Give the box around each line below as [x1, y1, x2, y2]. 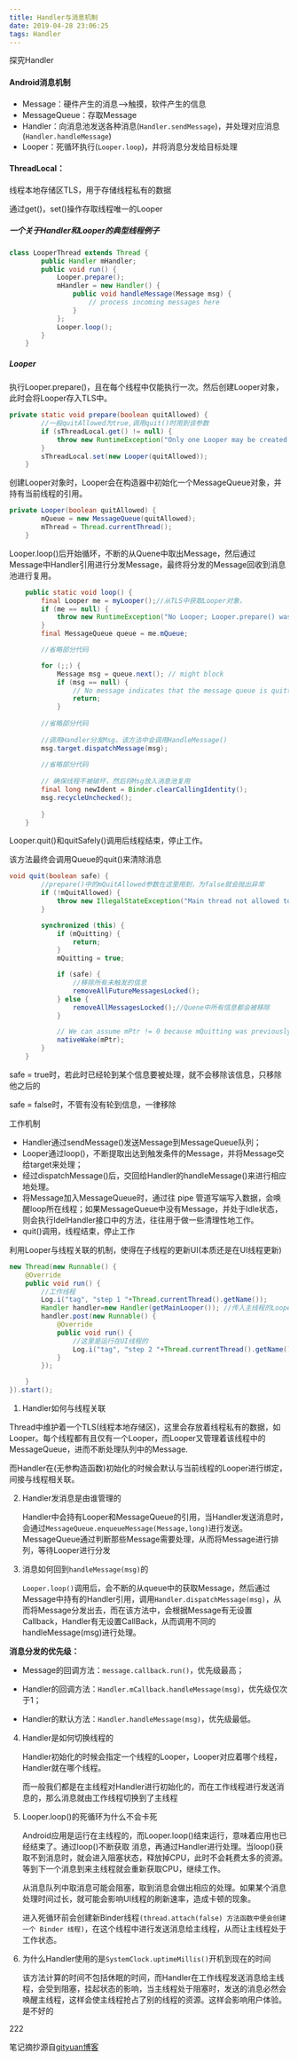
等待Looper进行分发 [37, 1545, 111, 1556]
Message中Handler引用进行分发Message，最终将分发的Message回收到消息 [9, 559, 286, 569]
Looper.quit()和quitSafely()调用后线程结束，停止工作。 [9, 836, 208, 846]
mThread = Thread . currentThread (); [41, 523, 173, 532]
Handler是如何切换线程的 [21, 1732, 114, 1743]
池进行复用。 [9, 570, 56, 581]
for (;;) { [41, 661, 82, 670]
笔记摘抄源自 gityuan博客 [9, 2041, 99, 2052]
